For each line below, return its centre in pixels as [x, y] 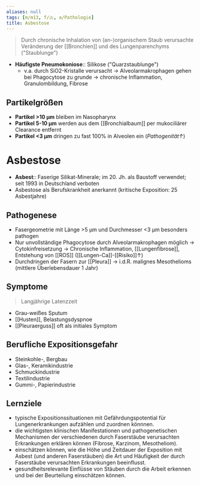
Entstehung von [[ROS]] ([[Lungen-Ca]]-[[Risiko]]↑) [79, 255]
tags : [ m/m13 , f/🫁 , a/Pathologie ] [50, 17]
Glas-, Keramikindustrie [44, 365]
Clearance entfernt [38, 130]
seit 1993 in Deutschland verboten [57, 183]
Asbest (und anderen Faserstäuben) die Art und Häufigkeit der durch [100, 456]
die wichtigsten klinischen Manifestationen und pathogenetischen [96, 431]
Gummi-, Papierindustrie [45, 385]
